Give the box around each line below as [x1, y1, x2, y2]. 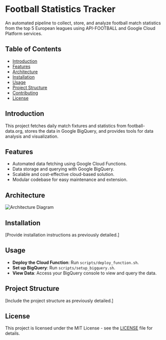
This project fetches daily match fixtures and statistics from [5, 123, 127, 129]
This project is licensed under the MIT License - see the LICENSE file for [5, 325, 153, 331]
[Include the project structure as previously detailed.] [5, 297, 114, 304]
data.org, [5, 128, 24, 134]
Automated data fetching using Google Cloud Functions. [12, 161, 127, 167]
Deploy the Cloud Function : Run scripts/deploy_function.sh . [12, 259, 139, 265]
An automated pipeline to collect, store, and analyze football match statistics [5, 20, 161, 26]
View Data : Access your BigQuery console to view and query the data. [12, 270, 157, 276]
